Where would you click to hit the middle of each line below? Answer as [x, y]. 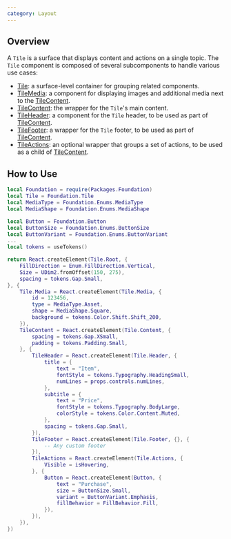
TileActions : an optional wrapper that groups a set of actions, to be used [120, 145]
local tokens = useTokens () [48, 247]
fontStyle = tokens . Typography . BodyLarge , [118, 407]
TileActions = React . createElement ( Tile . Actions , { [108, 459]
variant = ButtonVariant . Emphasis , [107, 497]
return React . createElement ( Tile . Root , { [68, 259]
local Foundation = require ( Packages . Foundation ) [80, 190]
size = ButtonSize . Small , [93, 491]
